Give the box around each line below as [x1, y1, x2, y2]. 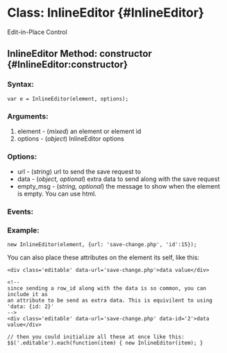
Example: [7, 225, 40, 235]
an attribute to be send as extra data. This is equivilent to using [7, 297, 213, 304]
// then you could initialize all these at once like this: [7, 334, 185, 341]
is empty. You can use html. [17, 189, 97, 198]
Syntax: [7, 80, 35, 89]
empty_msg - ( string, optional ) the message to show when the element [17, 182, 220, 191]
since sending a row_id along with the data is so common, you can [7, 285, 207, 292]
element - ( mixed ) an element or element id [17, 127, 142, 135]
